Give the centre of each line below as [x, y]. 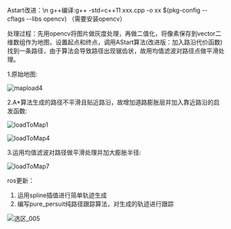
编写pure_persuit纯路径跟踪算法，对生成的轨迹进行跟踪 [96, 204]
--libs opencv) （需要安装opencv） [76, 19]
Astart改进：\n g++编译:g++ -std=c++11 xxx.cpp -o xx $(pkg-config [104, 10]
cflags [16, 19]
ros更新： [21, 181]
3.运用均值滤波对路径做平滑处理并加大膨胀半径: [74, 152]
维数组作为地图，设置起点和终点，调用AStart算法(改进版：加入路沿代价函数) [115, 42]
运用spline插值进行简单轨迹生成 [62, 195]
